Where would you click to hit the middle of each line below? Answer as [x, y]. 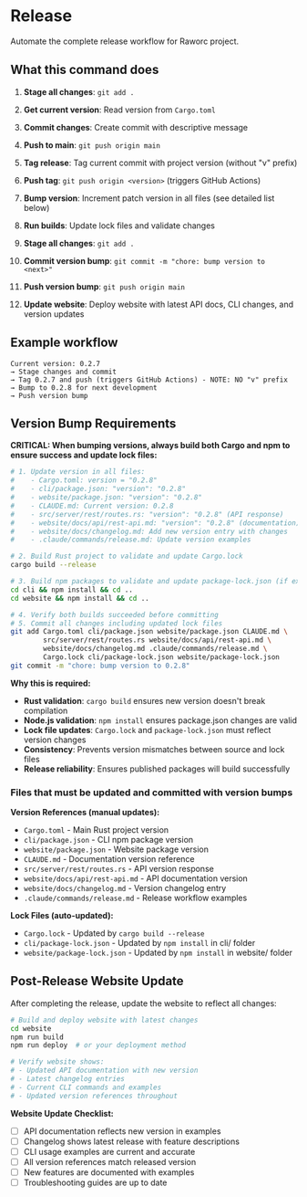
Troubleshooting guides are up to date [95, 1182]
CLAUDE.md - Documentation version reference [109, 859]
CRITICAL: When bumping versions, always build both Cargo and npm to [150, 446]
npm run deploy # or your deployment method [98, 1045]
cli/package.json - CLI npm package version [108, 840]
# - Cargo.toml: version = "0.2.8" [84, 480]
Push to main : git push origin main [92, 145]
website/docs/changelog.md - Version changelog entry [125, 888]
